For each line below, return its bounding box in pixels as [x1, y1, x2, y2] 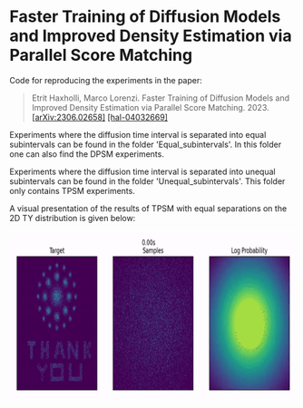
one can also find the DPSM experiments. [9, 148, 165, 160]
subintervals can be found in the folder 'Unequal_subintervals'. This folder [9, 175, 286, 187]
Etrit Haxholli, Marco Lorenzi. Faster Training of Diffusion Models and [31, 92, 290, 103]
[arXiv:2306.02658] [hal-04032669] [31, 112, 168, 122]
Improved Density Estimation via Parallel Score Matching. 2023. [31, 102, 269, 112]
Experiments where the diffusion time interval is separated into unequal [9, 166, 276, 177]
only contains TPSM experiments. [9, 185, 136, 196]
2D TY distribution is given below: [9, 212, 136, 223]
